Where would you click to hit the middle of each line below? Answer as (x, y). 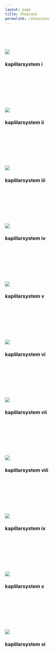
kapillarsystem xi (25, 644)
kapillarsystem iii (25, 180)
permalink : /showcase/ (27, 18)
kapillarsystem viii (27, 470)
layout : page (18, 9)
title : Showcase (21, 14)
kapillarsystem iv (25, 238)
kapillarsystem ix (25, 528)
